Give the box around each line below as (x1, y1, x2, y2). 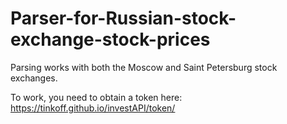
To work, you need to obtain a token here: (10, 91, 183, 103)
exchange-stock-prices (10, 28, 211, 51)
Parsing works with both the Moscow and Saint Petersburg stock (10, 61, 278, 73)
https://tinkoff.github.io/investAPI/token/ (10, 102, 176, 114)
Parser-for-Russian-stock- (10, 7, 237, 30)
